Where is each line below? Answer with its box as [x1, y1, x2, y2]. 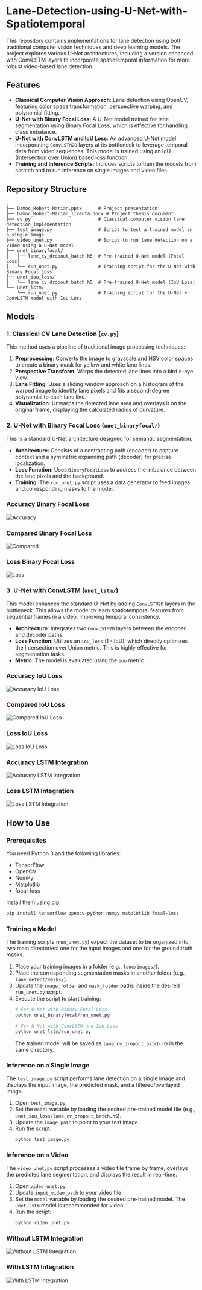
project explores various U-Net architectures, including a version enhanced [6, 49, 194, 57]
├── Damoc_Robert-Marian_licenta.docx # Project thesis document [6, 210, 174, 217]
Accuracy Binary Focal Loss [6, 500, 90, 508]
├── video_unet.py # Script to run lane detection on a [6, 237, 193, 243]
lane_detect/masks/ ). [14, 976, 68, 983]
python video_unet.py [14, 1220, 69, 1226]
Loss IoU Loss [6, 729, 48, 738]
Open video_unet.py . [14, 1183, 68, 1190]
